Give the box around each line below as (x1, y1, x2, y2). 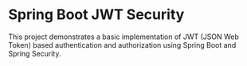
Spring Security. (8, 49, 61, 58)
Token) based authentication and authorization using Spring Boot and (8, 40, 237, 49)
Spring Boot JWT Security (8, 6, 185, 24)
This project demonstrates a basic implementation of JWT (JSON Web (8, 32, 239, 41)
